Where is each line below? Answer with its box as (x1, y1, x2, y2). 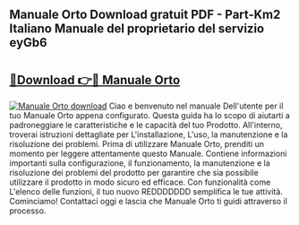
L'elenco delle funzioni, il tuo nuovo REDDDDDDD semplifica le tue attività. (9, 186, 284, 196)
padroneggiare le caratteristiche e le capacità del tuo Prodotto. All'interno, (9, 120, 283, 130)
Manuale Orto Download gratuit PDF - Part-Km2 (9, 7, 281, 22)
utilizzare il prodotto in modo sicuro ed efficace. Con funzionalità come (9, 177, 271, 187)
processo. (9, 205, 47, 216)
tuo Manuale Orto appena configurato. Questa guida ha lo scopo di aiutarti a (9, 110, 291, 120)
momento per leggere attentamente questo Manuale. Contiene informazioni (9, 148, 287, 159)
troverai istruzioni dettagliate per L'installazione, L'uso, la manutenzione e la (9, 129, 288, 140)
